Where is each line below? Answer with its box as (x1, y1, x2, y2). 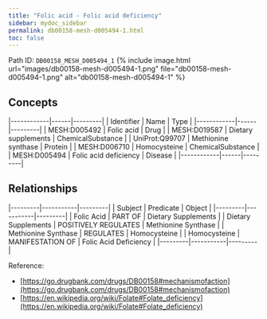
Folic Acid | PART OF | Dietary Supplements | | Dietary (73, 212, 251, 221)
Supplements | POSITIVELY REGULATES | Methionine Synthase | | (8, 220, 225, 229)
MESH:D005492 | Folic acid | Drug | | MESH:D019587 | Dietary (47, 125, 253, 135)
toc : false (8, 33, 45, 42)
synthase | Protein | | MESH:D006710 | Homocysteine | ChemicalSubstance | (8, 142, 260, 152)
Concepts (8, 95, 58, 109)
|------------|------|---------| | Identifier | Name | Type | (8, 117, 193, 126)
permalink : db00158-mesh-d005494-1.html (8, 26, 145, 34)
